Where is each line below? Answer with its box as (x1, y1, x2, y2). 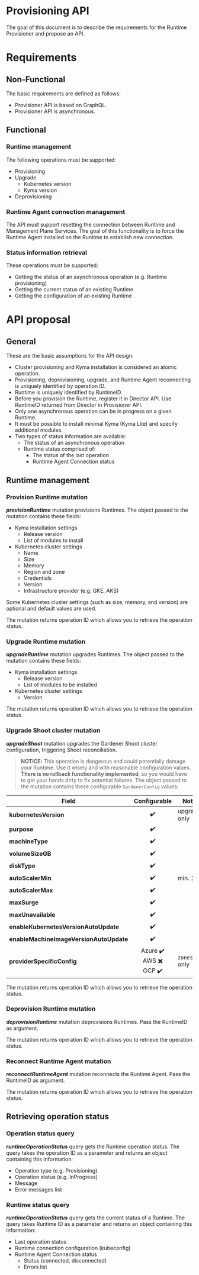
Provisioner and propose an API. (6, 30, 85, 37)
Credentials (23, 574, 52, 582)
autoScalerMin (9, 874, 52, 882)
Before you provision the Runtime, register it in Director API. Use (14, 395, 172, 402)
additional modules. (14, 426, 63, 433)
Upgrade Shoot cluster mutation (6, 727, 101, 735)
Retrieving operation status (6, 1112, 110, 1122)
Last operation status (14, 1238, 67, 1245)
